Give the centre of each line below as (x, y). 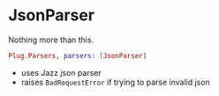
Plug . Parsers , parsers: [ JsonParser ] (78, 55)
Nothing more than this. (51, 40)
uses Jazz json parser (61, 72)
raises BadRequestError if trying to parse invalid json (116, 82)
